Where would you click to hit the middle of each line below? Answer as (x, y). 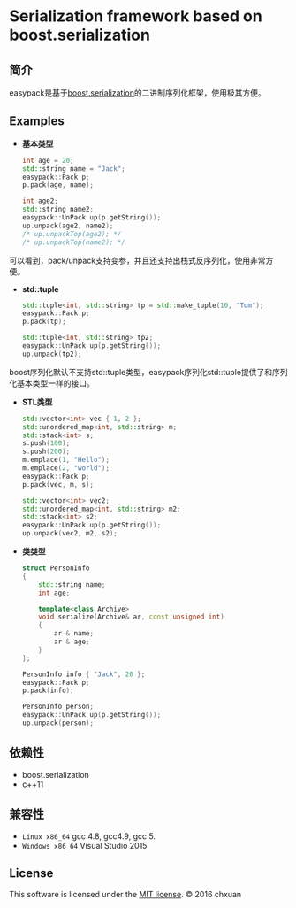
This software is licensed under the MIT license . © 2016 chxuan (125, 895)
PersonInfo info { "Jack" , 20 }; (83, 674)
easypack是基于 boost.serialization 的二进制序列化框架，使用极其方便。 (138, 93)
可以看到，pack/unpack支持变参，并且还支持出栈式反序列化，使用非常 (138, 260)
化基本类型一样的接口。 (52, 383)
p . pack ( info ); (48, 691)
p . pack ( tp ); (44, 322)
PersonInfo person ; (58, 707)
